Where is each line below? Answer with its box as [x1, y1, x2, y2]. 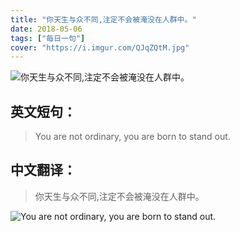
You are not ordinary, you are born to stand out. [34, 131, 231, 143]
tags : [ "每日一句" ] [10, 33, 86, 43]
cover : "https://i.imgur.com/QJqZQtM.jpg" [10, 42, 190, 53]
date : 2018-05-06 [10, 24, 83, 34]
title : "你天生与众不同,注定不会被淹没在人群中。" [10, 14, 197, 25]
